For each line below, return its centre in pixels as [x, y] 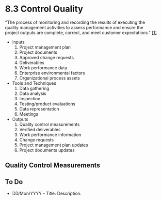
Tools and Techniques [34, 83]
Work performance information [50, 135]
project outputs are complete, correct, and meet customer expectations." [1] [81, 32]
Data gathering [34, 88]
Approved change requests [47, 57]
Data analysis [33, 93]
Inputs [18, 42]
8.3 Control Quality [44, 9]
